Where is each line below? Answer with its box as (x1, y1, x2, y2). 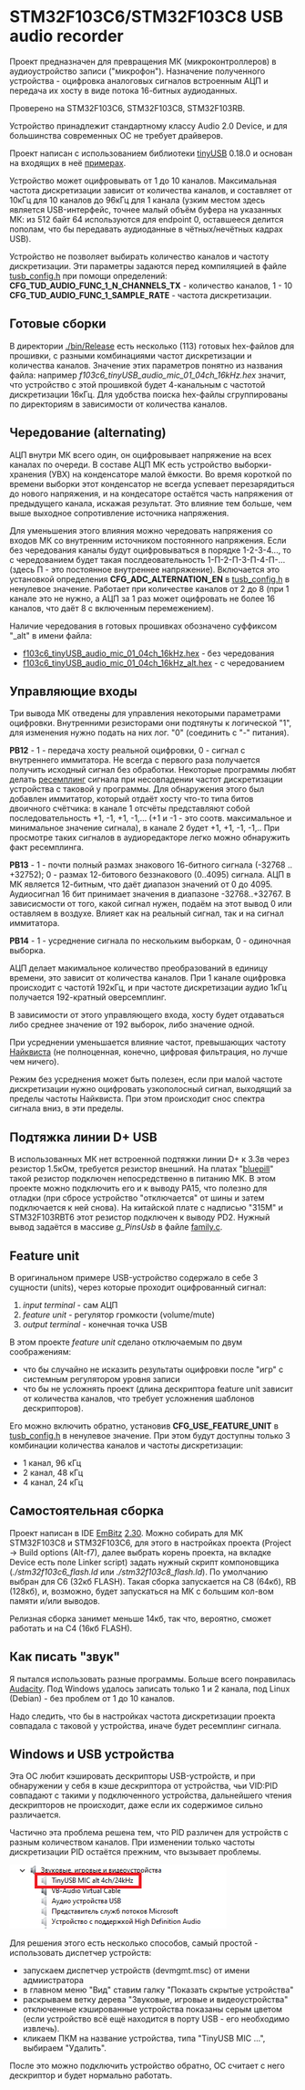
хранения (9, 468, 47, 480)
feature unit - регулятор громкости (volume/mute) (22, 1309, 216, 1320)
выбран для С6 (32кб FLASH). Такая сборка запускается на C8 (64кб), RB (9, 1575, 297, 1586)
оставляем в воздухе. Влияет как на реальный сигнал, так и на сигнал (9, 908, 284, 919)
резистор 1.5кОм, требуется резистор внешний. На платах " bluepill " (9, 1163, 274, 1174)
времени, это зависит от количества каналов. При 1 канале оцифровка (9, 972, 287, 983)
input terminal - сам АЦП (22, 1300, 118, 1310)
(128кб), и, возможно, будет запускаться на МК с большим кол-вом (9, 1586, 275, 1596)
